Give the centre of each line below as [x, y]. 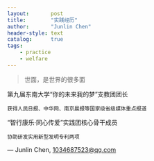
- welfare [34, 59]
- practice [35, 53]
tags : [15, 46]
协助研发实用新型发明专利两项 [43, 137]
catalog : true [35, 40]
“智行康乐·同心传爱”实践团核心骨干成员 [62, 122]
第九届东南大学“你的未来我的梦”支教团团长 [68, 94]
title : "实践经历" [43, 20]
